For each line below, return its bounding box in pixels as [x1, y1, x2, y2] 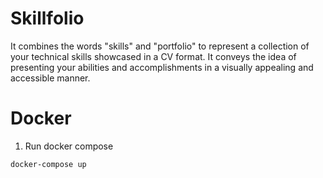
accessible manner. [10, 72, 91, 84]
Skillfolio [10, 7, 85, 30]
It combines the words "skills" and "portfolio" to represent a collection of [10, 40, 310, 52]
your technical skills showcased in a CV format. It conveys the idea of [10, 50, 297, 62]
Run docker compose [24, 140, 114, 152]
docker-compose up [10, 159, 87, 169]
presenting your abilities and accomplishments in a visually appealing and [10, 61, 314, 73]
